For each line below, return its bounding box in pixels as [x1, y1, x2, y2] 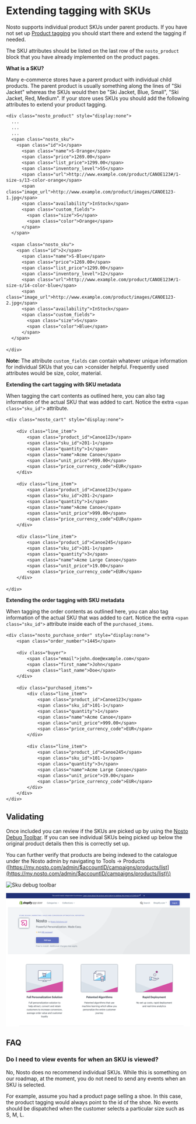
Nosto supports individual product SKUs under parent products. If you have [6, 23, 188, 30]
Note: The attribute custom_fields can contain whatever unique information [6, 357, 188, 364]
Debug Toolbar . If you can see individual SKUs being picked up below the [6, 833, 183, 840]
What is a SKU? [6, 64, 44, 71]
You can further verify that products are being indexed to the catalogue [6, 851, 177, 858]
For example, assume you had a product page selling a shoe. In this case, [6, 1092, 183, 1099]
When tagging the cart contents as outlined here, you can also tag [6, 392, 165, 399]
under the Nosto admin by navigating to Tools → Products [6, 857, 145, 864]
